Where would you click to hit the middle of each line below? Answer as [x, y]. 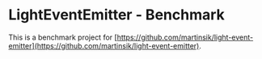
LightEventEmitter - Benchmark [116, 15]
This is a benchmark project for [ [63, 37]
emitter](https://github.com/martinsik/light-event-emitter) [104, 45]
